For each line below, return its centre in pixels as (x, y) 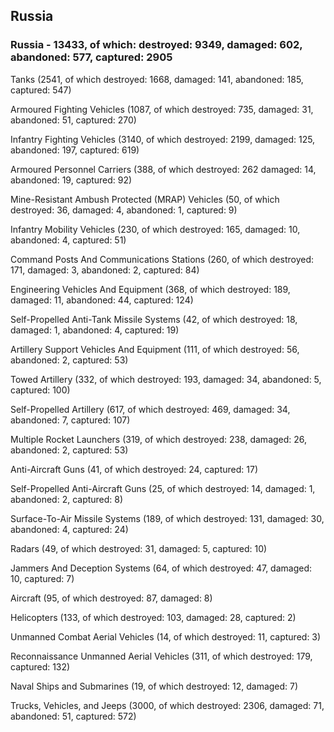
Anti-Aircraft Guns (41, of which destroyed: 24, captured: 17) (134, 469)
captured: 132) (40, 666)
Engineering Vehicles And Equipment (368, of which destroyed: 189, (150, 289)
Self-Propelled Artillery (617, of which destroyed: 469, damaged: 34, (150, 409)
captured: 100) (40, 390)
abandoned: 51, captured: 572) (73, 716)
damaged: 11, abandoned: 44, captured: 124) (102, 300)
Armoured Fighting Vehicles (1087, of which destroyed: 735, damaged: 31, (162, 109)
